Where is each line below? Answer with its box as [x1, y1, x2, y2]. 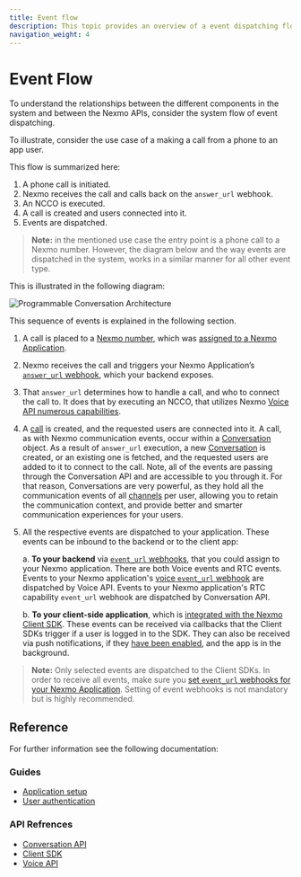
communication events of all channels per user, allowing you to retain [21, 491, 279, 501]
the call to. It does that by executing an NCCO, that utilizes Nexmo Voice [21, 396, 289, 407]
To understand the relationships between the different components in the [9, 98, 279, 109]
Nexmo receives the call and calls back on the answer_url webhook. [21, 189, 273, 199]
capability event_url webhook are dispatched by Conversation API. [21, 592, 271, 603]
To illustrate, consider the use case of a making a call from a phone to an [9, 135, 278, 146]
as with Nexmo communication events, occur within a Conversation [21, 433, 271, 444]
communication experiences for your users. [21, 509, 184, 520]
